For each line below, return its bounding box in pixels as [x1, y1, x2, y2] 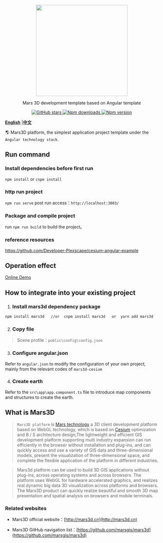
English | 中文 [5, 120, 32, 125]
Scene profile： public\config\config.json [17, 337, 103, 343]
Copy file [12, 326, 34, 333]
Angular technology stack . [5, 137, 59, 142]
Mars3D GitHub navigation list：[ [12, 526, 78, 532]
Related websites [5, 505, 47, 511]
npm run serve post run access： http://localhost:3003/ [5, 200, 119, 206]
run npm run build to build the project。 [5, 224, 85, 230]
